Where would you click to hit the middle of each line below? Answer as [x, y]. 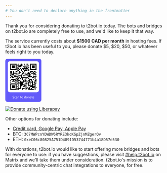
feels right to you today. [30, 52]
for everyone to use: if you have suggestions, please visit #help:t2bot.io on [83, 155]
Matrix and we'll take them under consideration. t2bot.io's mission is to [79, 160]
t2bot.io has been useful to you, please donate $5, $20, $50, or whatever [81, 46]
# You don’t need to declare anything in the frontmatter [68, 11]
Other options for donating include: [42, 119]
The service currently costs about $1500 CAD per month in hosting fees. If [83, 41]
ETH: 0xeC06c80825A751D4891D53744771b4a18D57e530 [66, 140]
